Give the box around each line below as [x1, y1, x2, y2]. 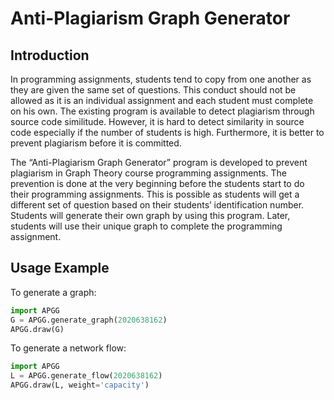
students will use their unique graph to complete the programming [10, 220, 283, 232]
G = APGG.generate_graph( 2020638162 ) [10, 315, 168, 325]
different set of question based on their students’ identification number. [10, 199, 305, 211]
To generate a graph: [10, 286, 97, 298]
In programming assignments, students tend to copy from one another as [10, 73, 312, 85]
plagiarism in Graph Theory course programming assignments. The [10, 167, 287, 179]
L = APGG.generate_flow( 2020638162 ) [10, 371, 163, 381]
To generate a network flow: [10, 342, 127, 354]
